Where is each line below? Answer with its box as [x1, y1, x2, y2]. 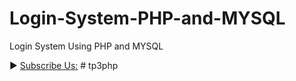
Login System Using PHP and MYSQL [9, 40, 164, 52]
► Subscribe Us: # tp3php [9, 59, 119, 71]
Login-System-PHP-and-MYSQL [9, 7, 286, 30]
